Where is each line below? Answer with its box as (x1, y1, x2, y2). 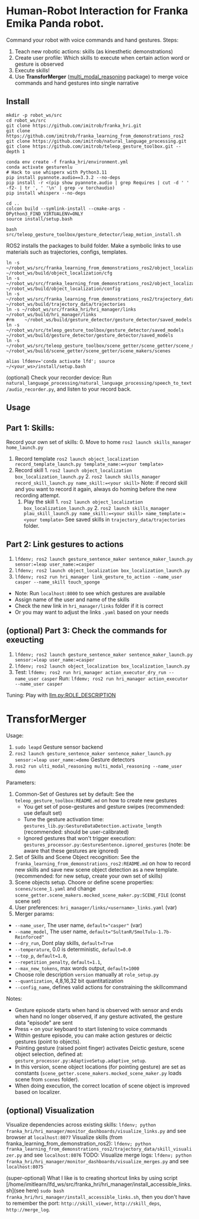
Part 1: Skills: (6, 423, 54, 433)
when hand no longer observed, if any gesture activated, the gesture (14, 1013, 182, 1020)
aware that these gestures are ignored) (23, 847, 119, 854)
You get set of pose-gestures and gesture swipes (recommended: (23, 803, 185, 810)
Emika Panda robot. (6, 17, 104, 30)
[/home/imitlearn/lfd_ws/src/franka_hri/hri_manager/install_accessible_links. (6, 1181, 192, 1188)
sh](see (6, 1187, 25, 1194)
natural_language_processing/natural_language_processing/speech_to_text (6, 380, 192, 386)
